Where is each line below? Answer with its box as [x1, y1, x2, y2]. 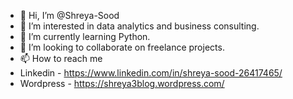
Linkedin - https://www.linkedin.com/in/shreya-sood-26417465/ [19, 67, 283, 79]
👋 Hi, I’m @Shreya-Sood [19, 10, 120, 21]
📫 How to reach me [19, 53, 103, 64]
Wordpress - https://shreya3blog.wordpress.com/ [19, 78, 225, 89]
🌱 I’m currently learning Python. [19, 31, 151, 42]
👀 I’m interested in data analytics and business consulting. [19, 20, 260, 32]
